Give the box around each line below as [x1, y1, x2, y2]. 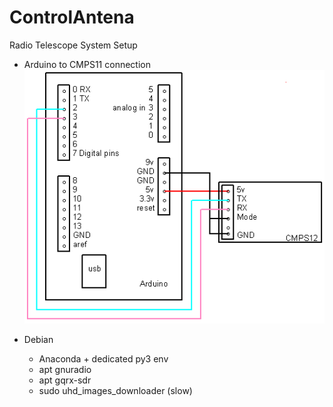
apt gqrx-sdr [38, 374, 92, 386]
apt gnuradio [38, 364, 92, 376]
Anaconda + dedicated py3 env [38, 353, 169, 365]
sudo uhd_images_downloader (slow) [38, 385, 193, 397]
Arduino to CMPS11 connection [23, 58, 151, 70]
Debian [23, 334, 54, 346]
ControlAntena [9, 6, 135, 29]
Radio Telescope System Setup [9, 39, 138, 51]
